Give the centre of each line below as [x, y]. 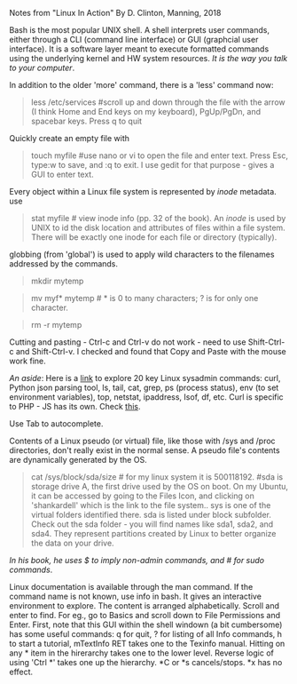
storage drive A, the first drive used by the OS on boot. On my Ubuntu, [160, 486]
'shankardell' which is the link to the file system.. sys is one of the [151, 505]
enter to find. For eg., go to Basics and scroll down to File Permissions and [145, 615]
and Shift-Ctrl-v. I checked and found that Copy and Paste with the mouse [151, 351]
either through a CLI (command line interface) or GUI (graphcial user [134, 40]
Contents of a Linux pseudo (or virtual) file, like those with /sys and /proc [143, 441]
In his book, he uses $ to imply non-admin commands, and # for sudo [137, 560]
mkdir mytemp [57, 281]
